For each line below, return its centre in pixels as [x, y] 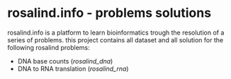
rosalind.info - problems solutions [109, 13]
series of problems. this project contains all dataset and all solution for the [115, 39]
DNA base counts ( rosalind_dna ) [65, 61]
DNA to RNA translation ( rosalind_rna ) [73, 68]
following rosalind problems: [49, 47]
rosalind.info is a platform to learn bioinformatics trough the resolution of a [116, 32]
